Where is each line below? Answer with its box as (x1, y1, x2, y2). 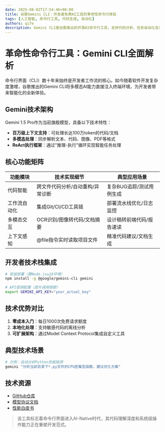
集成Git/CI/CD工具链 (36, 203, 83, 210)
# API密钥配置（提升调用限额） (5, 285, 60, 290)
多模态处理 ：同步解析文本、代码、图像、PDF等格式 (12, 136, 116, 142)
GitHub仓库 (12, 393, 35, 399)
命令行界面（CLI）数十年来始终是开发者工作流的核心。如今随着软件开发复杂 (5, 77, 158, 83)
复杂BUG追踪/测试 (107, 183, 149, 190)
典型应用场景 (117, 174, 147, 180)
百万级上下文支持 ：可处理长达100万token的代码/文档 (12, 129, 119, 135)
